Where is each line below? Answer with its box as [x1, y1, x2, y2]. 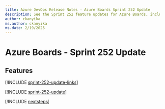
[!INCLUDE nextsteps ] [5, 99, 50, 105]
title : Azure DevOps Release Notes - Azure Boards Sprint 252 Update [5, 7, 151, 12]
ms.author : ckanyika [5, 21, 48, 26]
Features [5, 66, 33, 74]
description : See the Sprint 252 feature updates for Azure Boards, [5, 12, 148, 17]
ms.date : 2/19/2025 [5, 26, 45, 31]
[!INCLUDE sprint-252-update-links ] [5, 79, 79, 85]
